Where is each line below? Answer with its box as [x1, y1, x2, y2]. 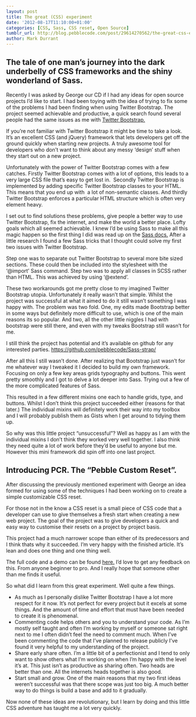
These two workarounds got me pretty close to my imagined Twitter [6, 284, 169, 291]
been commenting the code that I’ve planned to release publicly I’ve [14, 637, 178, 644]
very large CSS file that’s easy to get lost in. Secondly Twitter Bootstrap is [6, 176, 184, 183]
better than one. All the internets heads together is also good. [14, 668, 162, 675]
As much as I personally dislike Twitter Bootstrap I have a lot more [14, 594, 173, 601]
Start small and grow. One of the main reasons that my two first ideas [14, 674, 181, 681]
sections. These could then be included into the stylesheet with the [6, 261, 167, 268]
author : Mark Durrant [6, 36, 59, 42]
